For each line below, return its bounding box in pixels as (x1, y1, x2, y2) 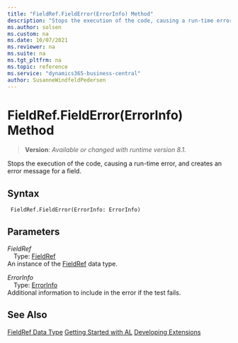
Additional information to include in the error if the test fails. (7, 288, 181, 297)
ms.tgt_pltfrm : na (7, 57, 62, 64)
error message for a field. (7, 167, 81, 175)
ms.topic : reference (7, 63, 69, 70)
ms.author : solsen (7, 23, 62, 31)
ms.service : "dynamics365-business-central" (7, 70, 141, 77)
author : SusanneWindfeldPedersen (7, 76, 106, 84)
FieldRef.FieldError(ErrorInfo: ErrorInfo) (10, 207, 141, 214)
